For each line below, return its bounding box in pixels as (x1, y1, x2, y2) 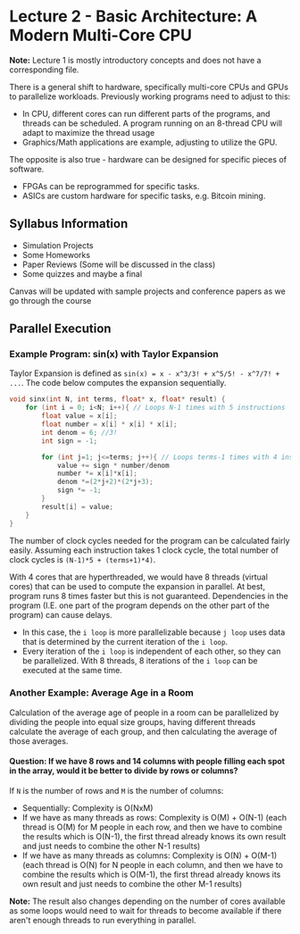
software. (9, 163, 45, 174)
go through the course (9, 295, 92, 305)
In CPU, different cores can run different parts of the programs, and (21, 108, 271, 119)
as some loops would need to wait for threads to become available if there (9, 905, 282, 916)
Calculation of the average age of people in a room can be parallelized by (9, 707, 279, 718)
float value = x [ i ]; (41, 412, 118, 421)
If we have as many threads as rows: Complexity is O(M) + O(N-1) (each (21, 813, 287, 823)
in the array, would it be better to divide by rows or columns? (9, 765, 238, 776)
